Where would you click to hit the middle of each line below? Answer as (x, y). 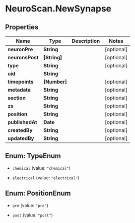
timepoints (21, 82)
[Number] (55, 82)
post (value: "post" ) (33, 215)
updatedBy (21, 138)
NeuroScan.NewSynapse (58, 9)
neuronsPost (23, 57)
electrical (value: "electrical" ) (46, 178)
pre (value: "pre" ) (30, 205)
